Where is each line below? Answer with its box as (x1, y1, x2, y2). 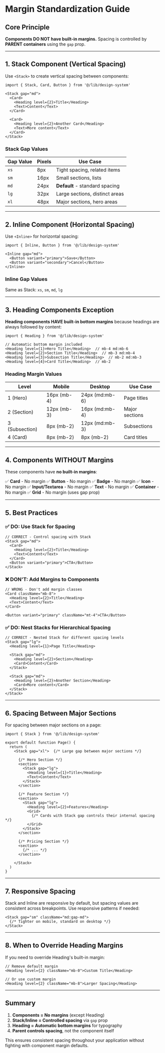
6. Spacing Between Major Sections (5, 709, 116, 718)
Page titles (123, 394, 148, 401)
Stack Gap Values (5, 145, 48, 152)
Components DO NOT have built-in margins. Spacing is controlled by (5, 36, 147, 42)
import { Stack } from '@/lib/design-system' (5, 732, 100, 737)
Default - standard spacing (56, 183, 120, 190)
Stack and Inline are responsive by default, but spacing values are (5, 900, 138, 906)
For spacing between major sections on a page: (5, 722, 102, 728)
